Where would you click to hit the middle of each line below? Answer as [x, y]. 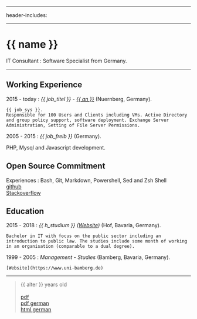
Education [25, 211]
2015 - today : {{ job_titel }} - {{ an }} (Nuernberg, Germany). [79, 99]
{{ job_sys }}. [25, 109]
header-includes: [27, 15]
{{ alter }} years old [44, 285]
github [14, 187]
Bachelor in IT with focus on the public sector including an [84, 236]
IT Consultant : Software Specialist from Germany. [67, 61]
